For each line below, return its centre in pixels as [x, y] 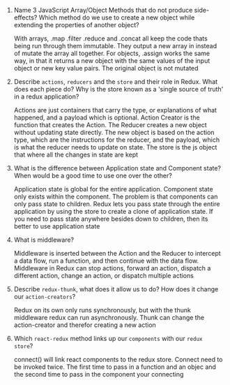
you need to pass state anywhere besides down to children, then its [111, 219]
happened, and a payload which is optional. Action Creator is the [107, 117]
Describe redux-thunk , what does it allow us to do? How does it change [116, 289]
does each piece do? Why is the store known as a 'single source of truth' [118, 89]
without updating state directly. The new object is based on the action [114, 132]
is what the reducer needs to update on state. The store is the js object [115, 147]
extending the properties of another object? [76, 25]
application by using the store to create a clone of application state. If [114, 211]
